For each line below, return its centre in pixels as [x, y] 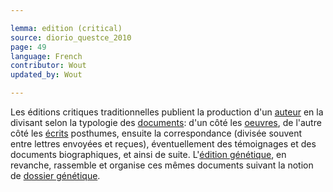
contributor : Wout [48, 66]
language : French [46, 56]
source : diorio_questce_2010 [71, 37]
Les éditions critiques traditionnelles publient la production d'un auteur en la [167, 112]
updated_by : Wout [46, 75]
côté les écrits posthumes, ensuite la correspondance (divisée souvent [156, 133]
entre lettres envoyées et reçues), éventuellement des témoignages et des [163, 144]
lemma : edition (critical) [66, 28]
